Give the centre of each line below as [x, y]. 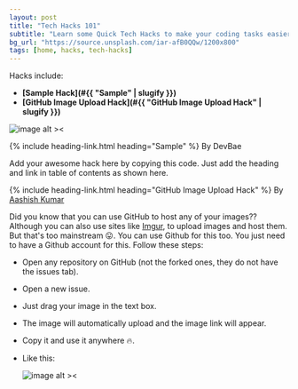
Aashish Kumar [37, 200]
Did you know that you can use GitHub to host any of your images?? [133, 217]
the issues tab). [50, 272]
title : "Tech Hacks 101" [55, 26]
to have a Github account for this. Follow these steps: [106, 245]
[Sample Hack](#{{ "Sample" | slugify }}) [99, 93]
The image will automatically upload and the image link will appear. [144, 323]
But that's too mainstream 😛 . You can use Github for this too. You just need [147, 235]
